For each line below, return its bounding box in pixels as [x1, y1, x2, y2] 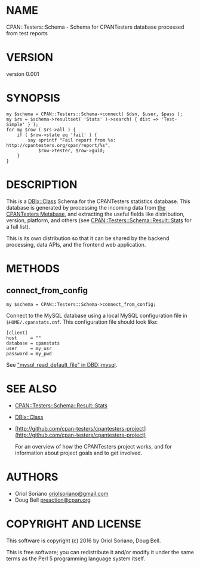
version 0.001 [6, 70, 39, 78]
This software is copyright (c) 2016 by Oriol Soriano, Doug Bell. [6, 537, 161, 544]
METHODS [6, 262, 60, 275]
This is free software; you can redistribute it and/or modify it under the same [6, 548, 194, 555]
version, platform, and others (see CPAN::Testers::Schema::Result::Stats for [6, 216, 192, 224]
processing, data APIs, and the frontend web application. [6, 241, 146, 248]
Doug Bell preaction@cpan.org [14, 496, 91, 503]
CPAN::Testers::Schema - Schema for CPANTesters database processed [6, 23, 184, 30]
